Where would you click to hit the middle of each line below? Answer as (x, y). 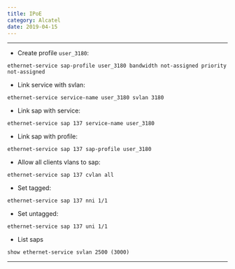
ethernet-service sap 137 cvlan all (60, 175)
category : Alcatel (34, 20)
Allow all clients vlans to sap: (59, 162)
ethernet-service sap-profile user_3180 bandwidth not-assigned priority (117, 66)
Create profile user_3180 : (53, 53)
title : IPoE (24, 14)
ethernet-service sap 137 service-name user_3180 (81, 124)
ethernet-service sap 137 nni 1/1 (58, 201)
